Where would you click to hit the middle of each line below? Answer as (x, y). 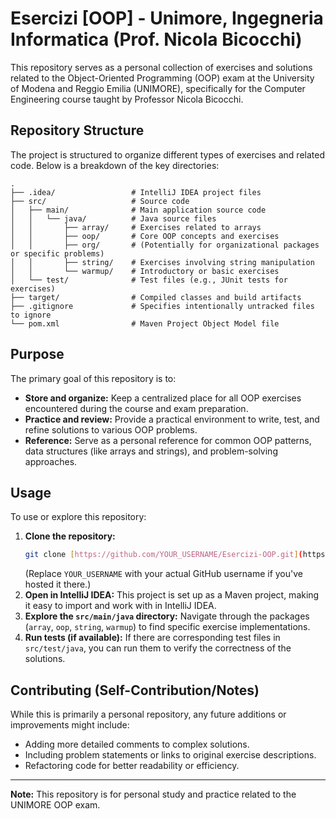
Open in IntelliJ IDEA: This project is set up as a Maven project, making (172, 595)
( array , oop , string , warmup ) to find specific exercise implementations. (167, 627)
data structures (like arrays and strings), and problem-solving (151, 451)
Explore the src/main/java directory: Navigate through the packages (167, 616)
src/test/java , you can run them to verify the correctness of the (158, 648)
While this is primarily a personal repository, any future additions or (148, 714)
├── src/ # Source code (100, 201)
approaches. (51, 461)
